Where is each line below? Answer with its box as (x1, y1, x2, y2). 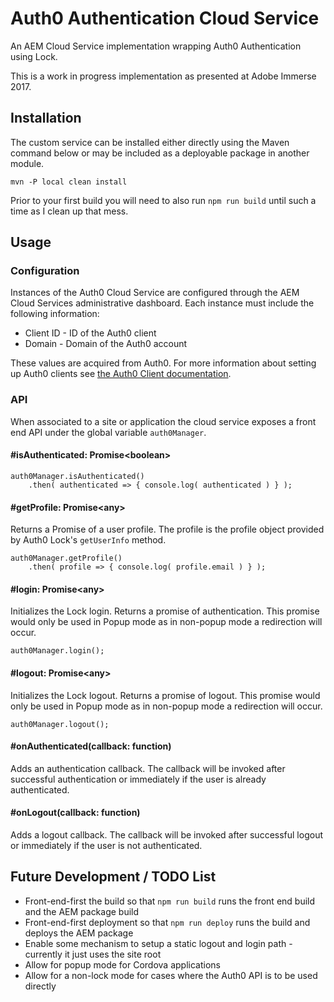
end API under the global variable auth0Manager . (10, 426, 207, 438)
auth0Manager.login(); (10, 646, 105, 656)
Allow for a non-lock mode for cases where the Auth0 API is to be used (24, 969, 318, 981)
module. (10, 157, 45, 169)
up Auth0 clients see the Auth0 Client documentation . (10, 368, 232, 380)
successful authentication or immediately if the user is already (10, 773, 267, 785)
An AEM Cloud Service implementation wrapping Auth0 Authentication (10, 40, 302, 52)
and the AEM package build (24, 905, 140, 917)
